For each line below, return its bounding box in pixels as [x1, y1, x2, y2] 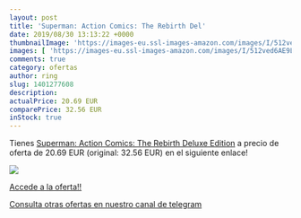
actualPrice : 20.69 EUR [9, 96, 99, 106]
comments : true [9, 55, 66, 64]
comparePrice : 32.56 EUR [9, 105, 102, 114]
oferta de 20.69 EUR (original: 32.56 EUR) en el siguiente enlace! [9, 147, 248, 158]
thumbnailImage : [9, 38, 70, 48]
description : [9, 88, 58, 97]
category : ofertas [9, 64, 78, 73]
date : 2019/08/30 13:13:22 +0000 [9, 30, 134, 39]
